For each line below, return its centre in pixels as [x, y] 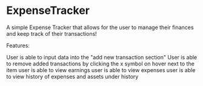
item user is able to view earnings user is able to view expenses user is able [101, 70]
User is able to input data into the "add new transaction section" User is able [102, 57]
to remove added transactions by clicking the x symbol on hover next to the [101, 64]
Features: [18, 45]
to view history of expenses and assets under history [72, 76]
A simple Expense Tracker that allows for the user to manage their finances [100, 27]
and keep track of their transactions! [52, 33]
